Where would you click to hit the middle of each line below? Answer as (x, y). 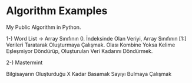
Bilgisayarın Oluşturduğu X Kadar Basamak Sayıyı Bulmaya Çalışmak (89, 74)
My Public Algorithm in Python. (44, 27)
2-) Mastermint (24, 62)
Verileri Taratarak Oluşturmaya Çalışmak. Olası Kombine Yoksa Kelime (91, 45)
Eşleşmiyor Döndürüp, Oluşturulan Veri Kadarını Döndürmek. (80, 51)
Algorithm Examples (57, 11)
